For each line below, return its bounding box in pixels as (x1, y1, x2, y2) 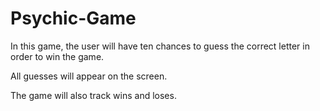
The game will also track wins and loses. (10, 89, 177, 101)
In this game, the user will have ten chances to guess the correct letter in (10, 40, 310, 52)
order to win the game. (10, 50, 105, 62)
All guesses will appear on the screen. (10, 70, 168, 82)
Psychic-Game (10, 7, 137, 30)
